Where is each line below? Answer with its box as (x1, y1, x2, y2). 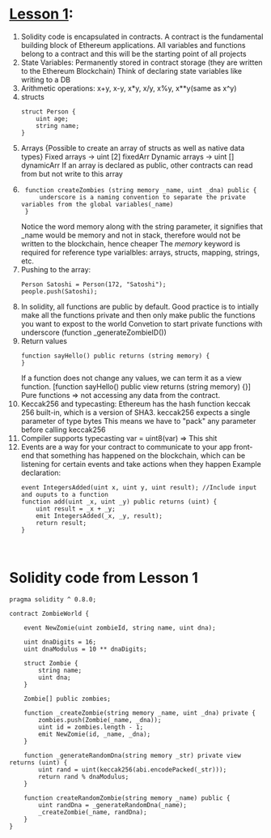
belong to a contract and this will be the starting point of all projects (20, 49, 247, 58)
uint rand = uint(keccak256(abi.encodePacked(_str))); (38, 765, 227, 774)
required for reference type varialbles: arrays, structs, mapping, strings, (20, 247, 260, 257)
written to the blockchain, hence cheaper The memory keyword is (20, 238, 241, 248)
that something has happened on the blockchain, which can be (36, 451, 246, 460)
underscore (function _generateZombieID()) (20, 327, 167, 337)
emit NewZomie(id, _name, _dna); (38, 730, 151, 738)
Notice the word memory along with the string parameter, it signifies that (20, 221, 264, 231)
